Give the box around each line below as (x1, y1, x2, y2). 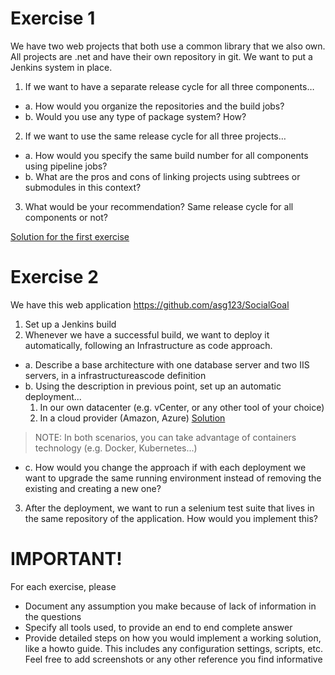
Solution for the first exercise (10, 230, 130, 242)
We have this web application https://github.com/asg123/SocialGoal (10, 298, 290, 311)
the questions (24, 610, 82, 622)
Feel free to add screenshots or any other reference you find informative (24, 653, 323, 665)
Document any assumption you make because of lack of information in (24, 600, 317, 612)
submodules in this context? (24, 181, 142, 193)
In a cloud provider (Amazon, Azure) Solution (39, 412, 226, 424)
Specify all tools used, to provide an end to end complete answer (24, 621, 293, 633)
